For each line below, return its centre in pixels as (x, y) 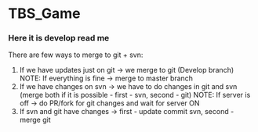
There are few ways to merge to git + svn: (76, 55)
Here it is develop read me (59, 38)
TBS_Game (44, 14)
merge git (35, 120)
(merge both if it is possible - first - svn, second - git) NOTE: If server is (135, 95)
